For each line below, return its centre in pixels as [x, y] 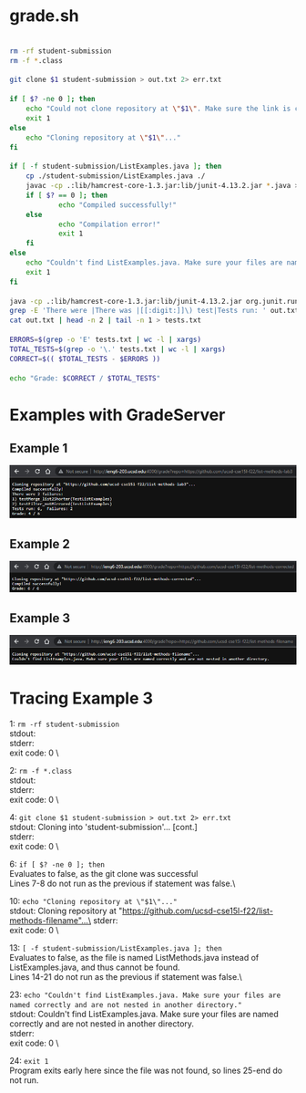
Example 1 [39, 448]
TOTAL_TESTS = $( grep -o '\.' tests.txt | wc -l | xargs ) [117, 349]
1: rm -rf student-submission [65, 723]
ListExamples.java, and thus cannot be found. [95, 967]
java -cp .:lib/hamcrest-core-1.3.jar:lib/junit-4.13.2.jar [126, 301]
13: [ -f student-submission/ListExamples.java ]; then [116, 947]
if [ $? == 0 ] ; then [66, 195]
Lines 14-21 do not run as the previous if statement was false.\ [126, 976]
